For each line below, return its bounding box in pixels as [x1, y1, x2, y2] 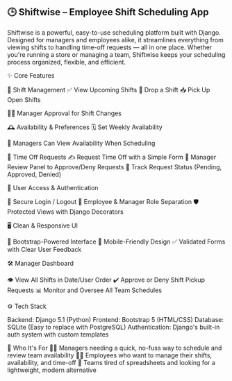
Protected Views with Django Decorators [7, 208, 124, 216]
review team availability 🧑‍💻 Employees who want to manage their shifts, [7, 350, 213, 359]
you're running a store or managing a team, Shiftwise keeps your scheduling [7, 50, 226, 58]
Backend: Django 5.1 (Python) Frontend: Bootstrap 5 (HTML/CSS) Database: [7, 315, 224, 323]
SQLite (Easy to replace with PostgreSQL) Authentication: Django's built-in [7, 323, 220, 331]
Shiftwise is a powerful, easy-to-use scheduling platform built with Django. [7, 28, 221, 37]
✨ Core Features [7, 71, 55, 79]
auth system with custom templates [7, 330, 109, 339]
